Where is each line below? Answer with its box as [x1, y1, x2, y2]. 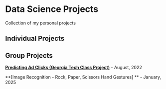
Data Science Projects [5, 3, 99, 15]
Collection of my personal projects [5, 20, 76, 26]
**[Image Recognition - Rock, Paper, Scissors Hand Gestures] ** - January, [5, 74, 162, 80]
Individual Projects [5, 34, 65, 43]
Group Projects [5, 51, 53, 60]
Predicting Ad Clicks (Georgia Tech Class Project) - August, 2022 [5, 65, 142, 71]
